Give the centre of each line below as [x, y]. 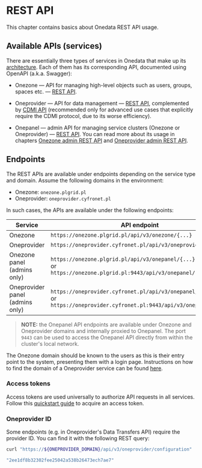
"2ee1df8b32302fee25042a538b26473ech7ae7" [60, 460]
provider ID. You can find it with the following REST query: [78, 438]
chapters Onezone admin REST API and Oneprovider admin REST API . [101, 140]
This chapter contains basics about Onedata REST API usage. [82, 27]
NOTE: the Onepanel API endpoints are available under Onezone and [106, 324]
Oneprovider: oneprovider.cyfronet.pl [63, 198]
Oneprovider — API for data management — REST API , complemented [102, 103]
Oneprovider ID [29, 419]
